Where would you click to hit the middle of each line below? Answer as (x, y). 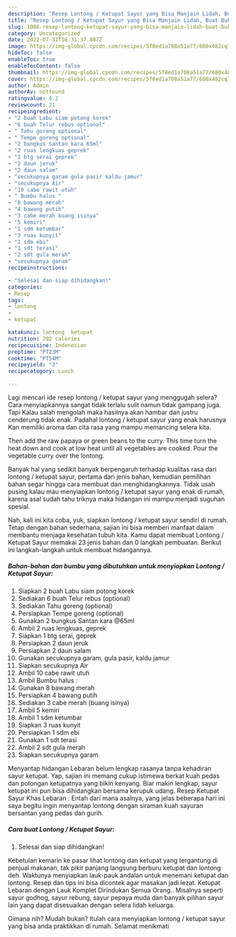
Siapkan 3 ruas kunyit (49, 725)
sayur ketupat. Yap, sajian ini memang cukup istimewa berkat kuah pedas (114, 776)
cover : (18, 79)
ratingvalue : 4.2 (33, 99)
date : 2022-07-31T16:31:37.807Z (55, 40)
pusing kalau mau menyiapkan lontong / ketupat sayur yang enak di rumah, (116, 492)
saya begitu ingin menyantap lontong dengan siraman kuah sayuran (106, 805)
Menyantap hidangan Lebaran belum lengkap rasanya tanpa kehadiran (110, 768)
